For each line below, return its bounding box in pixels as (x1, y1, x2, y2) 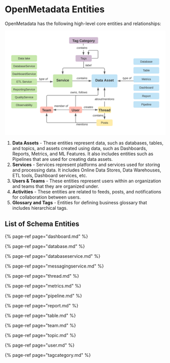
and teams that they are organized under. (12, 183, 99, 189)
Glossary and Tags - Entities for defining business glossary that (12, 199, 148, 205)
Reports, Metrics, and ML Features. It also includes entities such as (12, 151, 154, 157)
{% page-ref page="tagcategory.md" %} (5, 352, 91, 358)
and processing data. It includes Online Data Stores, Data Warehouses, (12, 167, 161, 173)
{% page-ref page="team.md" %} (5, 322, 76, 328)
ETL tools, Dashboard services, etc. (12, 172, 87, 178)
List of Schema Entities (5, 220, 80, 228)
